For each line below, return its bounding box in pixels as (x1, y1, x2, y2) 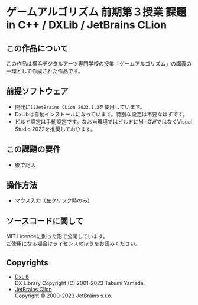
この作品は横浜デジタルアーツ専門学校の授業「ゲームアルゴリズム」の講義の (6, 60, 192, 67)
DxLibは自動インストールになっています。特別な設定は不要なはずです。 (14, 111, 188, 118)
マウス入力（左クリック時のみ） (14, 197, 93, 204)
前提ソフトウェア (6, 86, 69, 96)
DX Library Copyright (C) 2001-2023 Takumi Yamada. (14, 280, 145, 287)
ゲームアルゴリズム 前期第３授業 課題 (6, 5, 187, 19)
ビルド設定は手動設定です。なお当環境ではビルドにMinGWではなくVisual (14, 118, 192, 125)
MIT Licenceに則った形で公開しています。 (6, 233, 108, 240)
